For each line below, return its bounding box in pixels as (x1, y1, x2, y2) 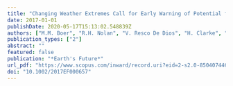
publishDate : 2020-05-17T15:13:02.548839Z (7, 23, 132, 30)
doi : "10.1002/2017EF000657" (7, 68, 92, 75)
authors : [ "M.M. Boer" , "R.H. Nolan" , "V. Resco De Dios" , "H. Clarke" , (7, 29, 222, 37)
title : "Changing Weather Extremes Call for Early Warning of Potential (7, 10, 222, 17)
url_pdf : (7, 62, 33, 69)
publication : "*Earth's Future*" (7, 55, 104, 62)
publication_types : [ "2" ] (7, 36, 82, 43)
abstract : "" (7, 42, 45, 49)
